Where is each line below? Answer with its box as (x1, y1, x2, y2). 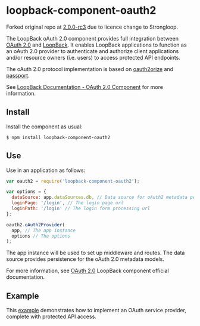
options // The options (11, 233, 70, 239)
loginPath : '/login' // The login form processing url (11, 205, 151, 212)
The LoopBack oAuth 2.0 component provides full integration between (6, 35, 179, 42)
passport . (6, 72, 30, 79)
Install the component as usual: (6, 123, 83, 130)
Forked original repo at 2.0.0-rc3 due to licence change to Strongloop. (6, 23, 179, 30)
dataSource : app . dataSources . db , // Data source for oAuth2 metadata (11, 195, 187, 201)
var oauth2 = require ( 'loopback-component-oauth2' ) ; (6, 178, 140, 184)
